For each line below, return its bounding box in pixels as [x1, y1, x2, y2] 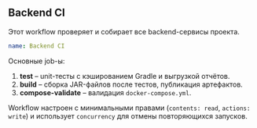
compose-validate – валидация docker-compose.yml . [19, 87, 192, 97]
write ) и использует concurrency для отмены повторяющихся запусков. [8, 111, 248, 120]
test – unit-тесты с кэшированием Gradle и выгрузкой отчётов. [19, 71, 230, 80]
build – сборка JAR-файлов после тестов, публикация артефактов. [19, 80, 244, 89]
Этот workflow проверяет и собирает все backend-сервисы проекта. [8, 27, 240, 36]
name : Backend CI [8, 42, 65, 50]
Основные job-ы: [8, 56, 65, 66]
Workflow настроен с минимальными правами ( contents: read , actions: [8, 103, 251, 112]
